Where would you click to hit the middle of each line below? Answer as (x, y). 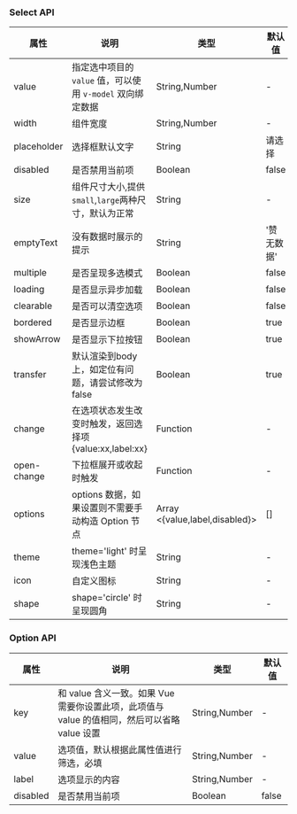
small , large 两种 (105, 200)
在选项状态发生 (103, 411)
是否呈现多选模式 (107, 274)
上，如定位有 (99, 369)
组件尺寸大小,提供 (109, 187)
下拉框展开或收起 (107, 465)
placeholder (38, 146)
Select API (32, 12)
